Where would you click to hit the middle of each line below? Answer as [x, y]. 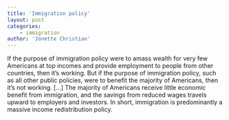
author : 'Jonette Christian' [49, 39]
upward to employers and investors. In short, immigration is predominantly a [115, 102]
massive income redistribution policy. [60, 110]
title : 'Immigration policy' [49, 13]
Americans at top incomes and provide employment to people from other [110, 66]
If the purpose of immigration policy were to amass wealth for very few [108, 58]
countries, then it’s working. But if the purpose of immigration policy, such [112, 73]
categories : [24, 26]
